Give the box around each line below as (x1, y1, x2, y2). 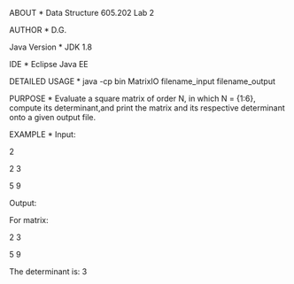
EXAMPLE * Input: (9, 129, 76, 140)
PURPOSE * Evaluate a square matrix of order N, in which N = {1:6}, (9, 93, 256, 104)
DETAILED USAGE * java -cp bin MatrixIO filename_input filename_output (9, 76, 276, 87)
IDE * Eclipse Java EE (9, 59, 89, 69)
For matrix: (9, 215, 49, 225)
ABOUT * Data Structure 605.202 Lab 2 (9, 8, 155, 18)
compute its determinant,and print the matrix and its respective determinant (9, 103, 285, 113)
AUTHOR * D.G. (9, 25, 67, 35)
